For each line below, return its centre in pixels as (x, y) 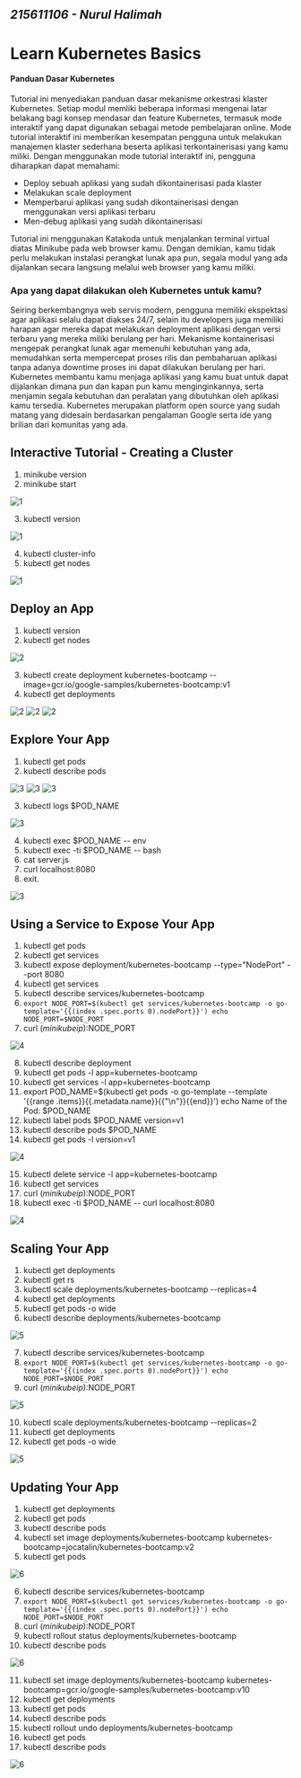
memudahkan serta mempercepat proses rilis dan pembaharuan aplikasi (143, 358)
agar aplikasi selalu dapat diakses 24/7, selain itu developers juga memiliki (147, 320)
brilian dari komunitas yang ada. (69, 425)
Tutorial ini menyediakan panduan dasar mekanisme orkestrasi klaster (139, 99)
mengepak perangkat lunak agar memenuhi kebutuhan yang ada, (130, 349)
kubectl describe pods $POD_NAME (90, 1130)
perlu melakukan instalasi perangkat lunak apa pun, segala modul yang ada (149, 257)
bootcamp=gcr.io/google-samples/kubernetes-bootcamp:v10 (136, 1689)
